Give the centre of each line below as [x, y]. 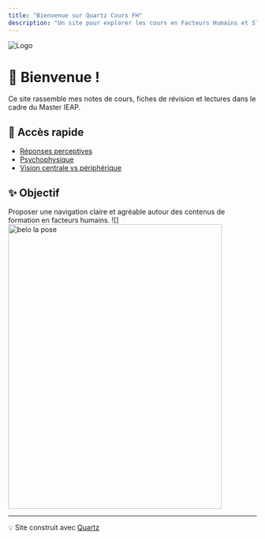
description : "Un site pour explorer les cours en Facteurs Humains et [128, 23]
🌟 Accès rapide [46, 132]
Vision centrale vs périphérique [71, 168]
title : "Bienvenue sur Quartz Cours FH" [76, 15]
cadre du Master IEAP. [45, 107]
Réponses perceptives [56, 152]
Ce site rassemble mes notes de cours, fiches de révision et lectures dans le [132, 99]
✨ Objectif [34, 193]
